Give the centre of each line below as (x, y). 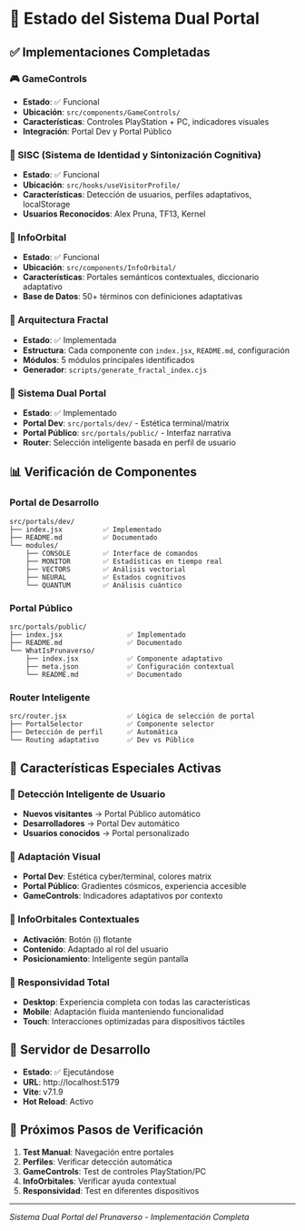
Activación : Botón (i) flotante (77, 939)
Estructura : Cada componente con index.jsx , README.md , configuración (156, 350)
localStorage (46, 205)
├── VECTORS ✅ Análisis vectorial (106, 569)
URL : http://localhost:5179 (71, 1082)
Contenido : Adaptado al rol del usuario (95, 949)
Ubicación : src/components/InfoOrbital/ (99, 267)
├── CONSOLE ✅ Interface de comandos (112, 553)
